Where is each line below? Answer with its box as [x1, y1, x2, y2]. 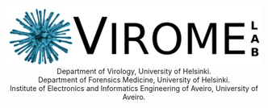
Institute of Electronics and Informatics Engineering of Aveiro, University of [10, 83, 258, 93]
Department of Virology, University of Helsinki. [57, 66, 211, 76]
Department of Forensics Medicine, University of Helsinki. [37, 75, 231, 85]
